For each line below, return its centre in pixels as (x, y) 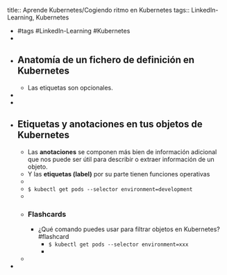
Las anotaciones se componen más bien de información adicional (122, 151)
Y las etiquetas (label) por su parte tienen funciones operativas (119, 174)
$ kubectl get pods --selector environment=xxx (118, 244)
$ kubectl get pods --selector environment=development (110, 189)
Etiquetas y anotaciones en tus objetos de (110, 124)
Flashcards (47, 214)
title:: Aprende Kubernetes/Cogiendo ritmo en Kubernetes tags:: (99, 10)
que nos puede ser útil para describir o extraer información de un (121, 159)
